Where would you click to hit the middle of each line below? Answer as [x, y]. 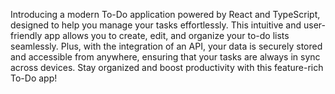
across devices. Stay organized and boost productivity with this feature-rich [167, 67]
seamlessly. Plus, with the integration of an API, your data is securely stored [166, 46]
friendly [26, 35]
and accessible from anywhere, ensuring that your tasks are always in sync [165, 57]
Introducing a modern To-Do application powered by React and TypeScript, [165, 14]
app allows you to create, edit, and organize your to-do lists [167, 35]
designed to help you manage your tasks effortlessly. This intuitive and [156, 25]
